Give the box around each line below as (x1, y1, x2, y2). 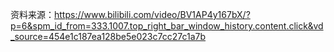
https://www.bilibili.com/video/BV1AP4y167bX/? (54, 9, 251, 20)
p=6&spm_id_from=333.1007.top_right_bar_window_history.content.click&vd (10, 20, 324, 32)
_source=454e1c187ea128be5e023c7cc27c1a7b (10, 31, 207, 42)
